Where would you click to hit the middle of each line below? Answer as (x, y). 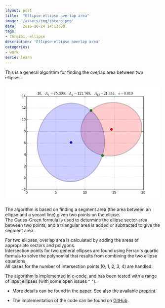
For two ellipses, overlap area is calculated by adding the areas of (72, 240)
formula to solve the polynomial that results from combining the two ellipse (81, 256)
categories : (17, 47)
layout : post (19, 10)
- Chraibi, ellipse (25, 37)
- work (12, 52)
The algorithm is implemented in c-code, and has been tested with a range (81, 276)
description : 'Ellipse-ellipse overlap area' (53, 42)
